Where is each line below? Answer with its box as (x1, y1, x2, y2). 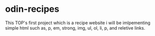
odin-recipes (5, 3, 59, 15)
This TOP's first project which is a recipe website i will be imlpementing (5, 20, 151, 26)
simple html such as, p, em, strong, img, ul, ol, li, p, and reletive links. (5, 25, 145, 31)
